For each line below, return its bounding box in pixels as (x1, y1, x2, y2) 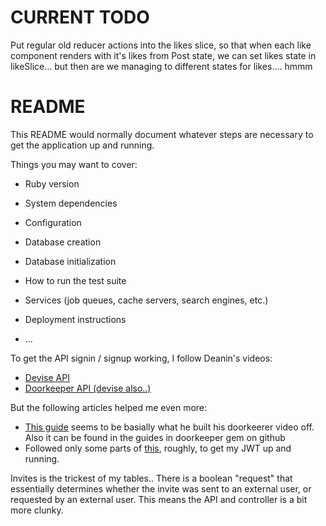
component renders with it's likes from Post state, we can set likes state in (10, 49, 317, 61)
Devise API (24, 371, 70, 383)
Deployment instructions (24, 313, 127, 325)
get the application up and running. (10, 139, 155, 151)
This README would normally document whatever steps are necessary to (10, 128, 314, 140)
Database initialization (24, 255, 117, 267)
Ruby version (24, 177, 80, 190)
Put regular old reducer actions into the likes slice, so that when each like (10, 39, 312, 51)
